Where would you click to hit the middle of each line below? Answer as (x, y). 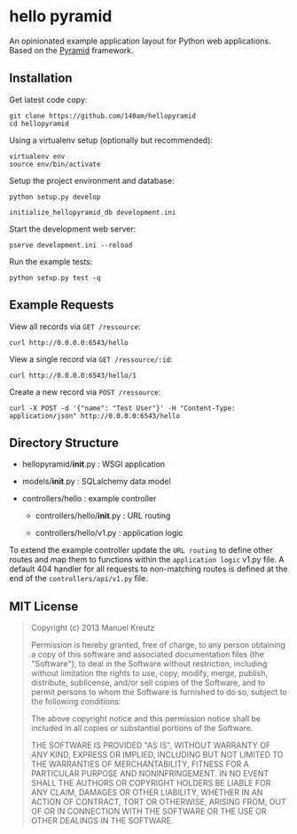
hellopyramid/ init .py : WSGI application (94, 464)
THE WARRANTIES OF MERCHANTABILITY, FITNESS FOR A (140, 764)
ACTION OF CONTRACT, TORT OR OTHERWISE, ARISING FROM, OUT (158, 802)
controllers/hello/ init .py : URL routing (103, 515)
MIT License (44, 606)
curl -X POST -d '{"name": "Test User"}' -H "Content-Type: (123, 408)
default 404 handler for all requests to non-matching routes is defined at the (148, 569)
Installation (41, 79)
